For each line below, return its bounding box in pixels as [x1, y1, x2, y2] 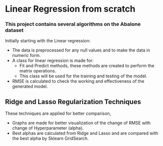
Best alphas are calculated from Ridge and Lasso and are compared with [12, 130, 159, 136]
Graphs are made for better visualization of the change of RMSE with [12, 120, 151, 126]
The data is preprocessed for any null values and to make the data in [12, 47, 150, 53]
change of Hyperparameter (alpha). [12, 125, 84, 131]
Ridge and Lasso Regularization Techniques [5, 97, 142, 106]
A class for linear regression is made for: [12, 57, 94, 64]
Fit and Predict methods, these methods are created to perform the [19, 63, 155, 69]
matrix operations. [19, 68, 56, 74]
